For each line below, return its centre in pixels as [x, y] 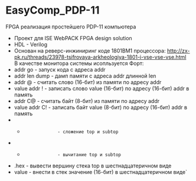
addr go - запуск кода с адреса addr [60, 69]
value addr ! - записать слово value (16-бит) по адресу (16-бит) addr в [102, 88]
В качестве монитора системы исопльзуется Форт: [79, 63]
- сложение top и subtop [88, 132]
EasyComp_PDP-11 [53, 10]
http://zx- [178, 50]
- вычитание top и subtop [89, 154]
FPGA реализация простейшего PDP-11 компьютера [71, 27]
